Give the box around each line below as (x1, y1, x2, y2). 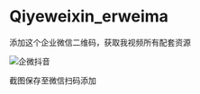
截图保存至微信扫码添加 (9, 74, 96, 86)
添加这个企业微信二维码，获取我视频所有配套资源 (9, 37, 191, 47)
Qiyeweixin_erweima (9, 6, 169, 27)
